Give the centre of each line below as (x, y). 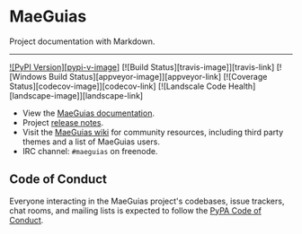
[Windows (28, 76)
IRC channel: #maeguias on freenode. (90, 151)
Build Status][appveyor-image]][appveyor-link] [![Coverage (158, 76)
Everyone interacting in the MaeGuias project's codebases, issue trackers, (147, 201)
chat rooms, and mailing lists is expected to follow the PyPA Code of (136, 210)
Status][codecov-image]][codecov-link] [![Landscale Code (118, 86)
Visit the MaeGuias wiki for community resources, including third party (153, 132)
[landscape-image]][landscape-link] (76, 95)
